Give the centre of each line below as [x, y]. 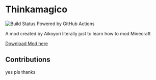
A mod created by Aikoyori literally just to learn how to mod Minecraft [78, 33]
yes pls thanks [20, 72]
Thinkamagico [36, 9]
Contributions [28, 60]
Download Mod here [27, 43]
